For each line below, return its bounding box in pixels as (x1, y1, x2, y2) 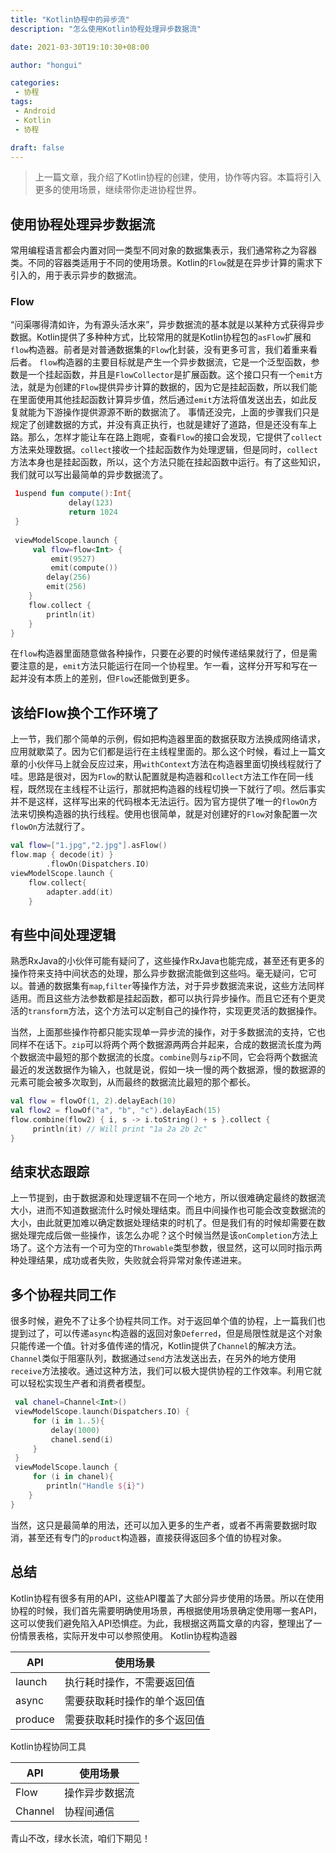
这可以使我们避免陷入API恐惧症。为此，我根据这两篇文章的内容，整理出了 (10, 1617, 314, 1629)
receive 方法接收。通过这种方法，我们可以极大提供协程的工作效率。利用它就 (10, 1365, 323, 1377)
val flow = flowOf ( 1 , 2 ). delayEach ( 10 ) (10, 1096, 177, 1106)
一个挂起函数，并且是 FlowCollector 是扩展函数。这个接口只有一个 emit (27, 369, 315, 381)
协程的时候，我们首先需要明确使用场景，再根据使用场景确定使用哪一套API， (10, 1604, 323, 1616)
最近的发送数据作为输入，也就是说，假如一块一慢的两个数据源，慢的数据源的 (10, 1064, 326, 1076)
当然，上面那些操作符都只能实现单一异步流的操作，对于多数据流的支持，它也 (10, 1026, 326, 1038)
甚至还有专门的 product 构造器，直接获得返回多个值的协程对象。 (27, 1531, 288, 1543)
